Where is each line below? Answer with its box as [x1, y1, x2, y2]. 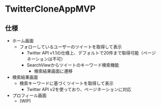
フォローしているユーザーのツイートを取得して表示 [19, 44, 122, 50]
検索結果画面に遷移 [34, 68, 73, 74]
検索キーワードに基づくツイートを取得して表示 [19, 80, 114, 86]
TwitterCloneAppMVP [5, 3, 96, 15]
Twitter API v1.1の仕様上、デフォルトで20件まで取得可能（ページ [26, 50, 156, 55]
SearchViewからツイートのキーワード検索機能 [26, 62, 120, 68]
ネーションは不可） [26, 56, 66, 62]
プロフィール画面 [12, 92, 47, 98]
